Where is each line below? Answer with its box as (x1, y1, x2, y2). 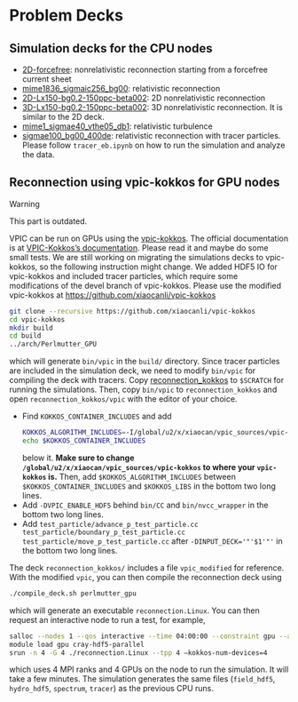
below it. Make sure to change (21, 452, 135, 463)
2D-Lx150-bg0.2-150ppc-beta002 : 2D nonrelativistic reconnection (21, 92, 266, 103)
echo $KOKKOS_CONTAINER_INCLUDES (21, 436, 146, 445)
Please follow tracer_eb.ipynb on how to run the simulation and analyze (21, 140, 286, 150)
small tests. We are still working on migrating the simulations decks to (9, 251, 264, 262)
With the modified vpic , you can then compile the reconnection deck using (9, 571, 282, 582)
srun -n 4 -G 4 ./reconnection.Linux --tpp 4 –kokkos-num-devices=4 (9, 648, 268, 658)
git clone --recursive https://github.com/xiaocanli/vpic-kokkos (9, 307, 255, 315)
